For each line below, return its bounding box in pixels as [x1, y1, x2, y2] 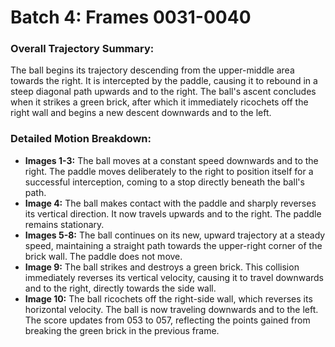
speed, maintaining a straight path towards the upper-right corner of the [24, 239, 323, 251]
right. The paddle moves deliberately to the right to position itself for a [24, 165, 314, 177]
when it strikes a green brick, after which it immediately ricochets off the [10, 96, 309, 108]
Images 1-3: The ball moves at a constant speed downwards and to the [24, 154, 319, 166]
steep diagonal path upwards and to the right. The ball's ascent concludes [10, 86, 317, 98]
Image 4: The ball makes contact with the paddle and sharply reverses [24, 197, 317, 209]
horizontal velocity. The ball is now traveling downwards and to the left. [24, 303, 319, 315]
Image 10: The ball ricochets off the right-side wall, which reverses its [24, 292, 313, 305]
